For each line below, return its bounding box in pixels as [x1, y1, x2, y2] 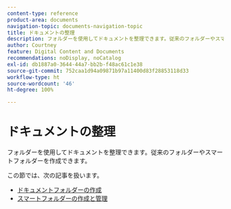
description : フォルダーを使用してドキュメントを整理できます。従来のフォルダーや [7, 36, 215, 42]
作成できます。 [49, 157, 91, 165]
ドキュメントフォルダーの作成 [16, 186, 102, 194]
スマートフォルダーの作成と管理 [16, 195, 108, 203]
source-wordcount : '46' [7, 80, 76, 87]
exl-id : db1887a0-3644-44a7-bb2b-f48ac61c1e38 [7, 61, 143, 68]
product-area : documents [7, 16, 78, 23]
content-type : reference [7, 10, 78, 17]
